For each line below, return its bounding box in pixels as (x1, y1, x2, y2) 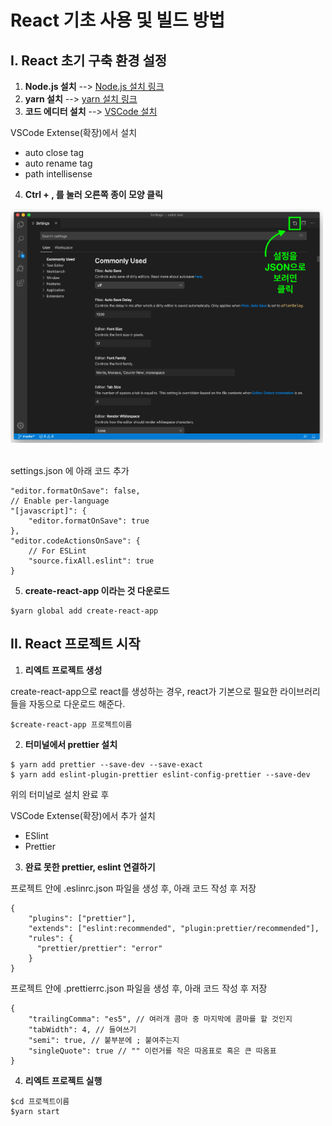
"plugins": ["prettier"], (28, 913, 137, 923)
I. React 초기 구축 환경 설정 (10, 52, 168, 69)
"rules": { (28, 933, 74, 943)
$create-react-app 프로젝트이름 (10, 719, 133, 730)
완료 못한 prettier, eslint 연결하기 (24, 861, 156, 873)
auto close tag (24, 147, 85, 158)
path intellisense (24, 168, 93, 180)
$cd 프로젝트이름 (10, 1096, 70, 1106)
